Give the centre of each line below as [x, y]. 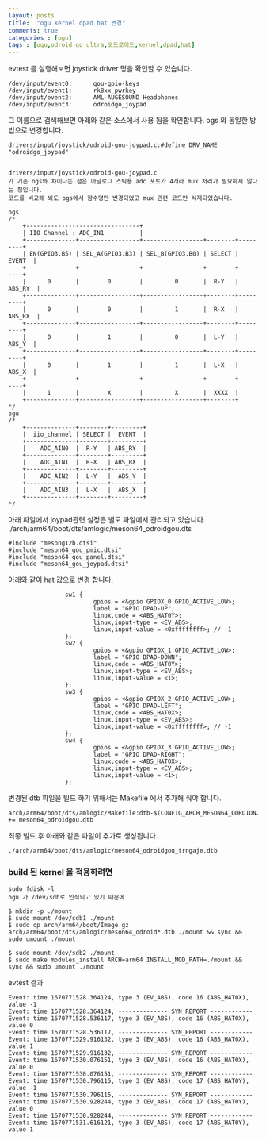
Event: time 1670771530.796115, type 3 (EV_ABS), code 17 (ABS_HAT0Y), [129, 1081]
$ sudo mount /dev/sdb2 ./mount [61, 953]
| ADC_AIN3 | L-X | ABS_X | [85, 490]
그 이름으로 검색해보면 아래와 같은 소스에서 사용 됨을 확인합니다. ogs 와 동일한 [128, 121]
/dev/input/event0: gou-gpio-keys [74, 84]
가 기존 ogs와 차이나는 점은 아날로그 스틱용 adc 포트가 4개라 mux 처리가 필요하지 [126, 182]
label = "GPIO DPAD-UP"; [134, 609]
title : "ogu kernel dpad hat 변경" [67, 23]
